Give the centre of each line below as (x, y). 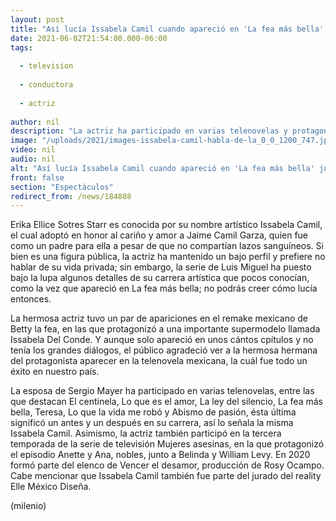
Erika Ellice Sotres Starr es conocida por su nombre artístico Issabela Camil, (166, 225)
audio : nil (33, 159)
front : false (37, 177)
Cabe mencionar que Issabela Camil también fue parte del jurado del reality (166, 476)
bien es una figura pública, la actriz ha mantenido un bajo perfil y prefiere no (168, 257)
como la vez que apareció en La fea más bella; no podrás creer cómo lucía (164, 288)
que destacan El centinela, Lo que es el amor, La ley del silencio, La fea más (166, 402)
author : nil (35, 122)
